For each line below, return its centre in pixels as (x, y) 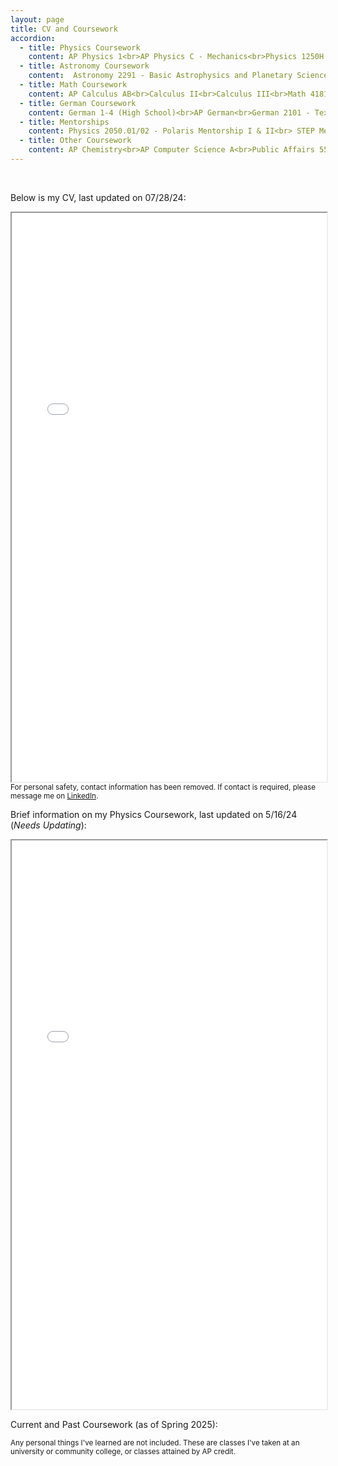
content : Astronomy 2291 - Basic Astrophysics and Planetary (160, 76)
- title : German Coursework (78, 103)
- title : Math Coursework (73, 85)
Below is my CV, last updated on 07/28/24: (98, 197)
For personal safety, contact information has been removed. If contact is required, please (163, 787)
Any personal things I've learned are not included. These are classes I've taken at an (155, 1442)
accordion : (33, 38)
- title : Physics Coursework (80, 47)
